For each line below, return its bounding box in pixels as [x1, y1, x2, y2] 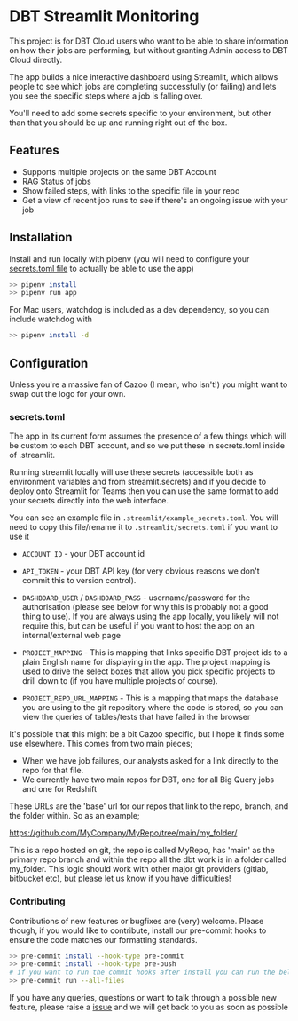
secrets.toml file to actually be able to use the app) [9, 263, 195, 273]
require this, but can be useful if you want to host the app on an [21, 621, 255, 631]
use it [9, 531, 29, 542]
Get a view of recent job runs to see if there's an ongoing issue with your [21, 194, 288, 205]
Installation [9, 230, 73, 245]
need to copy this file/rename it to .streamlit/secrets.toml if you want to [9, 522, 278, 533]
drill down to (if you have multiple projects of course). [21, 676, 218, 686]
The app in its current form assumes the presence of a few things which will [9, 431, 286, 441]
